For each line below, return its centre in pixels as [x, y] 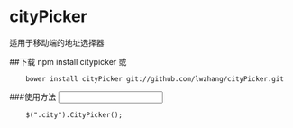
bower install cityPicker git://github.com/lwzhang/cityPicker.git [155, 78]
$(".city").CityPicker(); [74, 114]
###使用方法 [33, 96]
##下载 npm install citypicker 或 [68, 61]
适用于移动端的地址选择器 [57, 42]
